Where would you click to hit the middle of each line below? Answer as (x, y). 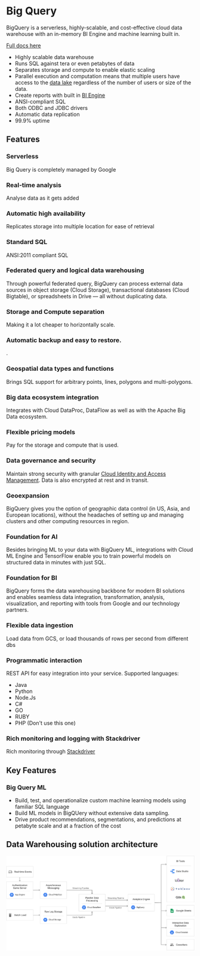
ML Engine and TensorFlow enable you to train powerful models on (89, 556)
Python (24, 691)
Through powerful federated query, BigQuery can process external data (95, 283)
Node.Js (25, 698)
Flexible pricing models (41, 432)
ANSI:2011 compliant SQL (37, 255)
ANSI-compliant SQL (40, 101)
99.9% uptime (32, 120)
